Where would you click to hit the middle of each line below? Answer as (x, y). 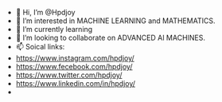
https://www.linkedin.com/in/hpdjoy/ (76, 83)
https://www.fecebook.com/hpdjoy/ (74, 67)
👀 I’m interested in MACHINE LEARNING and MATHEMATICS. (115, 21)
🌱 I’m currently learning (54, 29)
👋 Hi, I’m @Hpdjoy (45, 12)
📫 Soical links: (40, 47)
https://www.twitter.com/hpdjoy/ (69, 75)
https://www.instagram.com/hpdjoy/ (75, 58)
